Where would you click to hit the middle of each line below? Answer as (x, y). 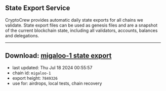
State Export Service (38, 8)
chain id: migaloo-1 (31, 73)
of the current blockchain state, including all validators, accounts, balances (82, 30)
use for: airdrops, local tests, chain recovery (57, 83)
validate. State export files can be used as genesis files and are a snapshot (81, 25)
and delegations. (22, 35)
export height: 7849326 (35, 78)
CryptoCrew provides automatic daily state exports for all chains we (74, 20)
